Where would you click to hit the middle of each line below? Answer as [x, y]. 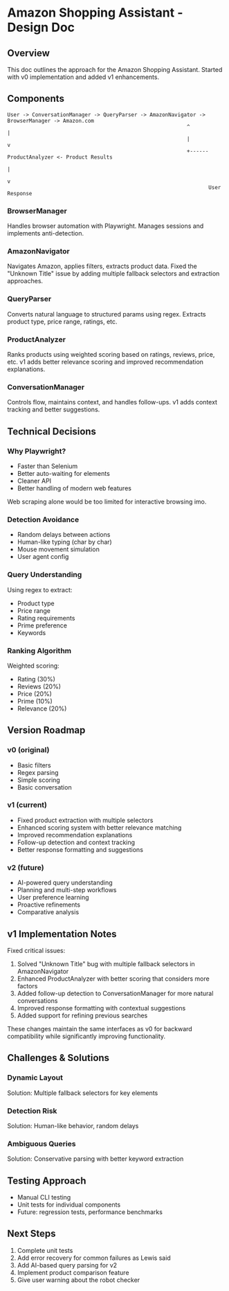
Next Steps [31, 1234]
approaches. [25, 281]
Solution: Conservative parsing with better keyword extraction [95, 1159]
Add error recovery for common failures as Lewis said [94, 1258]
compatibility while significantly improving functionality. [86, 1036]
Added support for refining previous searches [82, 1015]
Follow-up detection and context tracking [76, 842]
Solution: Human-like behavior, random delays [73, 1125]
